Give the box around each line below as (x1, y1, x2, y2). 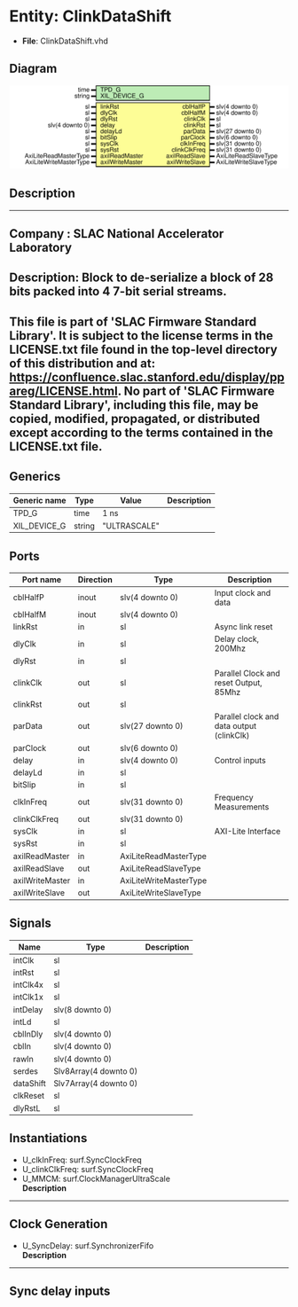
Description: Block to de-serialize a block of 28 (9, 270, 274, 286)
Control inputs (214, 755, 266, 765)
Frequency (214, 792, 255, 802)
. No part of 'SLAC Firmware (117, 383, 275, 398)
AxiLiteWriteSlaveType (119, 888, 201, 898)
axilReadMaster (12, 850, 70, 861)
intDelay (12, 1004, 43, 1014)
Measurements (214, 801, 270, 812)
